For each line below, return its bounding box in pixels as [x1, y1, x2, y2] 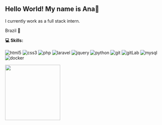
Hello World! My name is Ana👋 [5, 5, 99, 13]
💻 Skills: [5, 37, 23, 43]
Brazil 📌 [5, 28, 21, 33]
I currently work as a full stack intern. [5, 18, 80, 24]
